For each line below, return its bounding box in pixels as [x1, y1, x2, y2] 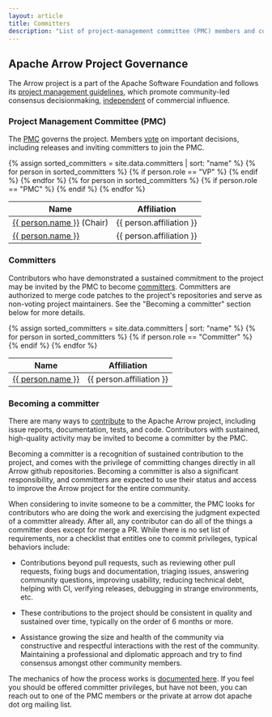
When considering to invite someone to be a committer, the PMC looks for [8, 499, 255, 509]
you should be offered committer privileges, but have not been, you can [8, 682, 248, 693]
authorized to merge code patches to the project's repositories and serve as [8, 290, 263, 300]
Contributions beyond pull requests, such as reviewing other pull [19, 558, 236, 568]
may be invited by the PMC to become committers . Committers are [8, 281, 231, 292]
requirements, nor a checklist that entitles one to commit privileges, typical [8, 534, 257, 544]
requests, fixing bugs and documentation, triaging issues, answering [19, 566, 249, 576]
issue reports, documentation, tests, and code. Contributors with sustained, [8, 425, 261, 434]
